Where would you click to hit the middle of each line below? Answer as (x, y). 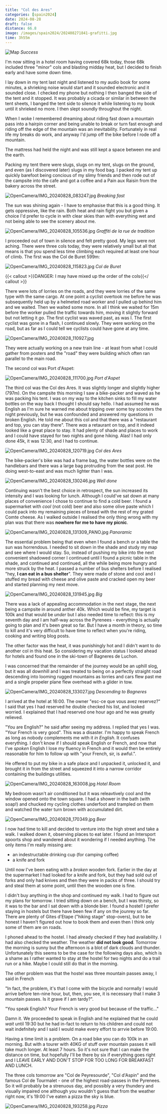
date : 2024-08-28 (23, 19)
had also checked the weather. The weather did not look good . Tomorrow (81, 942)
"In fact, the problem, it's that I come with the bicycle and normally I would (82, 988)
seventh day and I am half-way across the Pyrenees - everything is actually (83, 620)
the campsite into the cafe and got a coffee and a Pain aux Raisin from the (81, 180)
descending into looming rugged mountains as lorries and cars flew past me (83, 676)
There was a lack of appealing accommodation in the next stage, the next (81, 604)
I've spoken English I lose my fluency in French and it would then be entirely (83, 748)
